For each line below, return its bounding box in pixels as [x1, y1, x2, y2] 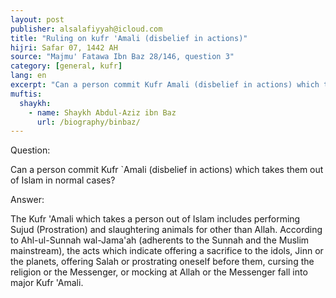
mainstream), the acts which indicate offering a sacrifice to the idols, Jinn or [10, 245, 324, 257]
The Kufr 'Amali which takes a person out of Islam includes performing [10, 213, 301, 225]
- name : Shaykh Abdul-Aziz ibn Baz [28, 107, 177, 118]
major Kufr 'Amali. [10, 277, 84, 289]
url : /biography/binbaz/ [36, 117, 141, 127]
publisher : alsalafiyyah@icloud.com [10, 24, 163, 34]
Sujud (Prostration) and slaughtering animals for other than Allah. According [10, 224, 323, 236]
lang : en [10, 71, 47, 81]
